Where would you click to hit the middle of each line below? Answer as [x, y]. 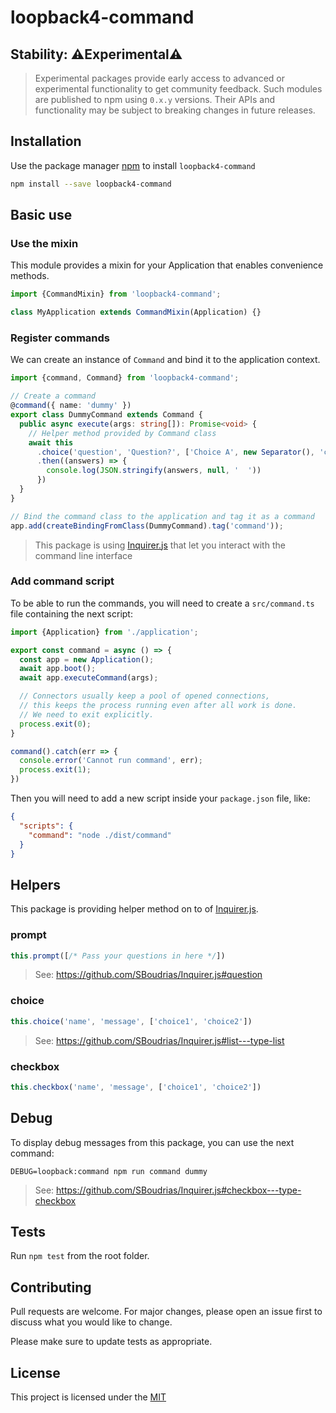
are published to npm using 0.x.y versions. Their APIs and [155, 99]
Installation [46, 141]
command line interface [83, 555]
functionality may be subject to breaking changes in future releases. [175, 110]
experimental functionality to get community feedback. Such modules [178, 89]
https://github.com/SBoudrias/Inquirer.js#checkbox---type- [179, 1190]
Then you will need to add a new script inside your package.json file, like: [160, 798]
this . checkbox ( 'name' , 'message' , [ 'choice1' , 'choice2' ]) [136, 1087]
